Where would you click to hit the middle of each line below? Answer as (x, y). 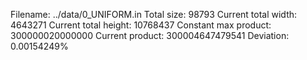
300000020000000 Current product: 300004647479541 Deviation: (150, 35)
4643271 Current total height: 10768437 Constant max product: (141, 25)
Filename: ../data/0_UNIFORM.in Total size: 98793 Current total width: (154, 14)
